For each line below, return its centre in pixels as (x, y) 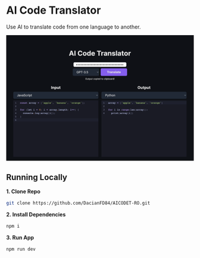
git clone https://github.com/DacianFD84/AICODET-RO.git (78, 203)
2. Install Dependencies (36, 215)
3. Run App (20, 238)
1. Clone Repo (23, 191)
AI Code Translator (54, 10)
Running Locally (37, 177)
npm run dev (21, 249)
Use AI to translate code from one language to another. (74, 27)
